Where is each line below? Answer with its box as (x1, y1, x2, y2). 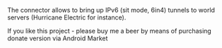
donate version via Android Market (7, 34, 108, 42)
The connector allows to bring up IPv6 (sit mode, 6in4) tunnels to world (7, 6, 216, 14)
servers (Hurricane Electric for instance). (7, 13, 127, 22)
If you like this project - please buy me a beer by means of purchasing (7, 27, 212, 35)
